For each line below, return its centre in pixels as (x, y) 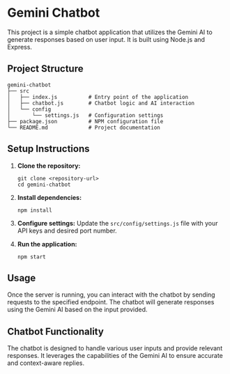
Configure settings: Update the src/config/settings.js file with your (117, 223)
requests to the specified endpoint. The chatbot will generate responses (111, 302)
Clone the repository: (49, 166)
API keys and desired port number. (67, 231)
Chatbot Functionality (56, 331)
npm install (34, 210)
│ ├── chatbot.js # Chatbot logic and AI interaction (101, 103)
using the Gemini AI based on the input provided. (77, 310)
